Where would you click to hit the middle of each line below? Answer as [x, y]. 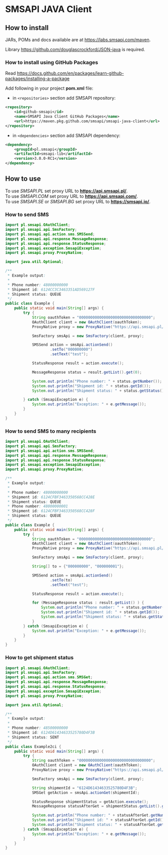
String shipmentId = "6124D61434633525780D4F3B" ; [84, 788]
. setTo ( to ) [61, 580]
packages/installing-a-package [37, 79]
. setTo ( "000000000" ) [71, 350]
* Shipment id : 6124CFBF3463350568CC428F [51, 511]
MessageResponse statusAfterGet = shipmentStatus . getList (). [97, 806]
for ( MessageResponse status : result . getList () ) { [88, 603]
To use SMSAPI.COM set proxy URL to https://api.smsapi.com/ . [72, 196]
